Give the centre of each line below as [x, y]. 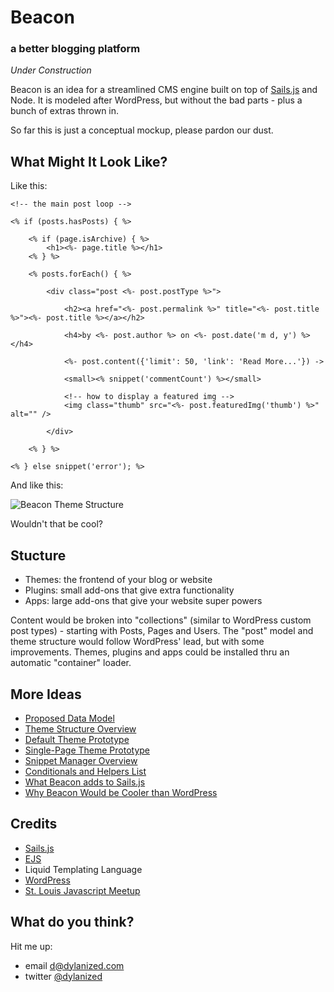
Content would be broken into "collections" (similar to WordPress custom [161, 620]
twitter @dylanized [63, 976]
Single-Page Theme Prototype [87, 750]
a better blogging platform [75, 49]
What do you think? [72, 922]
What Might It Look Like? [89, 161]
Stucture [38, 555]
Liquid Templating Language [83, 869]
